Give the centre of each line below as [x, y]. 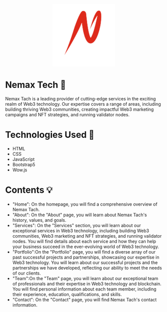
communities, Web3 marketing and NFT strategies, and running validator [87, 236]
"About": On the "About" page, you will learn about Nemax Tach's [80, 215]
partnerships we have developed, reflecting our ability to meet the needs [87, 268]
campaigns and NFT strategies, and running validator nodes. [67, 114]
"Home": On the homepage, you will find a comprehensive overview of [85, 204]
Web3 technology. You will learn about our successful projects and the [85, 262]
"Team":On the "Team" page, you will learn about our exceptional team [85, 278]
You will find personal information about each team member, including [84, 289]
